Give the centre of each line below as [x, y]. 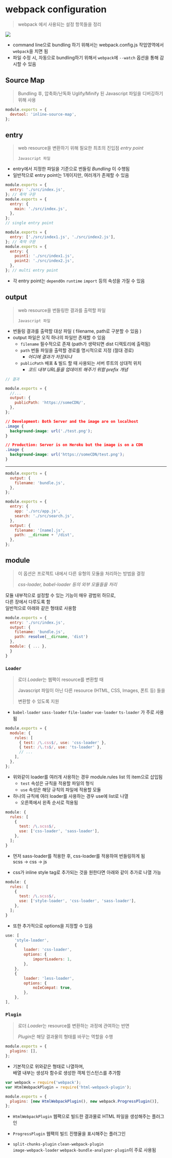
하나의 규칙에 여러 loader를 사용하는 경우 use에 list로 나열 [71, 796]
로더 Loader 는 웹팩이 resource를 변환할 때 [61, 679]
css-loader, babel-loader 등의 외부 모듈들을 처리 [67, 584]
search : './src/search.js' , [44, 516]
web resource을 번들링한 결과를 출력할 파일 [62, 310]
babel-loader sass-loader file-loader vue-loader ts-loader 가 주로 [83, 712]
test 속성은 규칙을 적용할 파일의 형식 [57, 783]
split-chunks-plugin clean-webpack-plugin [58, 1144]
